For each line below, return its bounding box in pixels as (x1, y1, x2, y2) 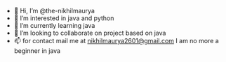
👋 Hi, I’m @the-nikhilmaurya (13, 7, 95, 15)
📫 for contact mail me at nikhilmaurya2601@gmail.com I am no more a (13, 37, 219, 45)
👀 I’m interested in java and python (13, 14, 114, 22)
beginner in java (13, 47, 61, 55)
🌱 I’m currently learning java (13, 22, 95, 29)
